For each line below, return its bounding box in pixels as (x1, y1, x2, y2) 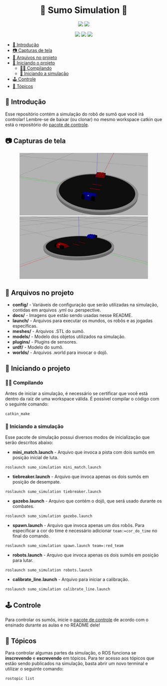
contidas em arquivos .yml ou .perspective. (12, 307, 101, 313)
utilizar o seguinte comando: (5, 665, 64, 671)
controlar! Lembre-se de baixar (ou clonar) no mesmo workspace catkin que (5, 116, 163, 122)
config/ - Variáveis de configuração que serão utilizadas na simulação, (12, 302, 159, 308)
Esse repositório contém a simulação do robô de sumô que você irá (5, 111, 144, 117)
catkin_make (5, 411, 30, 416)
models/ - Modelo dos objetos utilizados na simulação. (12, 333, 126, 339)
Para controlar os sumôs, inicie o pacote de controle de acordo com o (5, 617, 149, 623)
